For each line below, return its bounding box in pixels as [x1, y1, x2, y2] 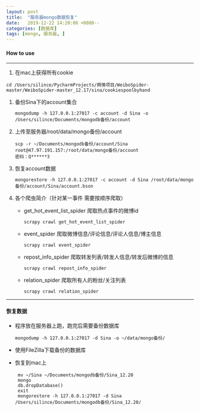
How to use [6, 49, 35, 57]
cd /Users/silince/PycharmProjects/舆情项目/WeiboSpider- [6, 82, 150, 88]
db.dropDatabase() [17, 382, 64, 388]
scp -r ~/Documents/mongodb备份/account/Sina [14, 141, 128, 147]
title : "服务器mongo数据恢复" [6, 14, 77, 20]
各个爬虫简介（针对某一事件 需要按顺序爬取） [14, 195, 126, 202]
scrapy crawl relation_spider [23, 289, 99, 295]
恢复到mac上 [14, 359, 46, 366]
